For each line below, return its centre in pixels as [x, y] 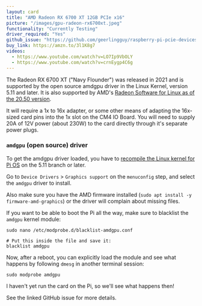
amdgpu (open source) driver [47, 145]
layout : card [23, 12]
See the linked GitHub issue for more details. [62, 298]
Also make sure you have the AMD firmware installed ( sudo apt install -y [99, 194]
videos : [16, 51]
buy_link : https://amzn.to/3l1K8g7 [51, 46]
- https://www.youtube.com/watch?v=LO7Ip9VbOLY [72, 57]
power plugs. [23, 130]
